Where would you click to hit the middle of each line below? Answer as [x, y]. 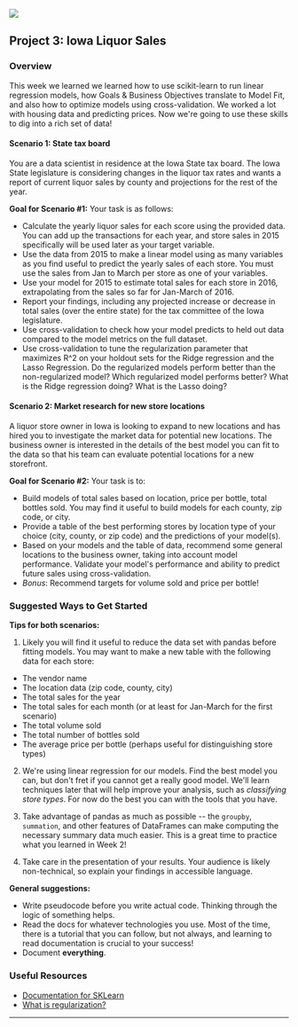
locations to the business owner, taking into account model [129, 555]
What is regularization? [64, 1004]
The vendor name [54, 678]
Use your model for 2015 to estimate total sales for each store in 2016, [150, 282]
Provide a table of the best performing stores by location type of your [149, 527]
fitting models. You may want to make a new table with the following [146, 652]
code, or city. [46, 517]
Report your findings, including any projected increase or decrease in [149, 301]
